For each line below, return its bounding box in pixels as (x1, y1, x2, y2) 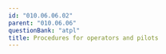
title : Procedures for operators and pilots (8, 33, 159, 42)
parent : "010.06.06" (8, 19, 77, 27)
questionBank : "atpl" (8, 26, 81, 34)
